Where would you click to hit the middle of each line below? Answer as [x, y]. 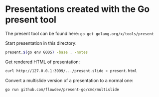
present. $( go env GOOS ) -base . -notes [47, 52]
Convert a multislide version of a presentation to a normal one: [69, 80]
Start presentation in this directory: [41, 43]
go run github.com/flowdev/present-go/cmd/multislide [62, 90]
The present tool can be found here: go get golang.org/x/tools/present [80, 33]
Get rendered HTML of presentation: [43, 62]
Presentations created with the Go [78, 9]
